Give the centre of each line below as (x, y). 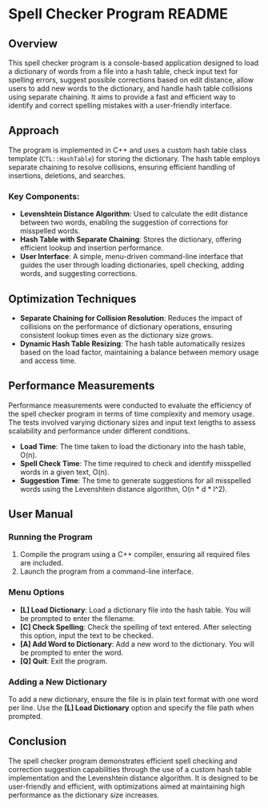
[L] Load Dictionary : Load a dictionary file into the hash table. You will (135, 610)
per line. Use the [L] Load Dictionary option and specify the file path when (131, 708)
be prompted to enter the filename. (78, 618)
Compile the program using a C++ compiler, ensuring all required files (135, 554)
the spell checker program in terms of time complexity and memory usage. (131, 413)
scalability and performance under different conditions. (99, 431)
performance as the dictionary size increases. (84, 794)
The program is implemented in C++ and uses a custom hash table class (128, 150)
